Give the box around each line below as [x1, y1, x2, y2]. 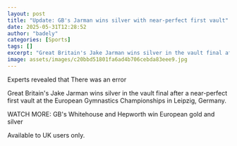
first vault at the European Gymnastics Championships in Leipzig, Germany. [7, 96, 227, 105]
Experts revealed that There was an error [7, 75, 127, 84]
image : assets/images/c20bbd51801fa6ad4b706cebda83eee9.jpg [7, 56, 188, 63]
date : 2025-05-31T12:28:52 [7, 23, 87, 30]
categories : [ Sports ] [7, 36, 71, 44]
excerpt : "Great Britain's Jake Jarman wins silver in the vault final [7, 50, 222, 57]
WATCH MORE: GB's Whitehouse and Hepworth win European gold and [7, 109, 215, 118]
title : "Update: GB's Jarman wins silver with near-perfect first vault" [7, 17, 229, 24]
